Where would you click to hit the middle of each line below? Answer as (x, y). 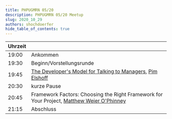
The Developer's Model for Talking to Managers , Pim (94, 72)
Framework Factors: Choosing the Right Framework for (97, 94)
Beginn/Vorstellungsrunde (62, 63)
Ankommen (45, 55)
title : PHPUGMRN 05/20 (29, 10)
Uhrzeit (17, 46)
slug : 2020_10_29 (24, 19)
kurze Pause (46, 86)
